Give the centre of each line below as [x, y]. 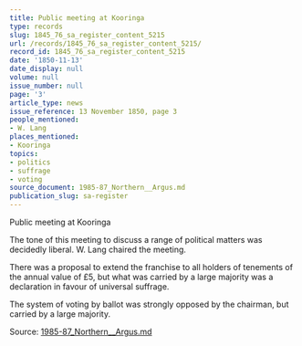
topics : [24, 153]
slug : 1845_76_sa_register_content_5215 [88, 35]
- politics [30, 162]
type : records [36, 26]
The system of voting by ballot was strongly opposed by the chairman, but [149, 304]
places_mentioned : [44, 137]
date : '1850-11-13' [47, 60]
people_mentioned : [44, 120]
